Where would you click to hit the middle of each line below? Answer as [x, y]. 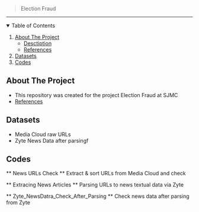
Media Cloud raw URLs [43, 134]
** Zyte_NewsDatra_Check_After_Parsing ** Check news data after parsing [98, 196]
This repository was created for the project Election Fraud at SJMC [96, 95]
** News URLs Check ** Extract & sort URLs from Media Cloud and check [96, 174]
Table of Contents [33, 25]
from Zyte [18, 203]
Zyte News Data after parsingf [52, 140]
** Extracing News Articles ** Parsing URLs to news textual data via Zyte [95, 185]
